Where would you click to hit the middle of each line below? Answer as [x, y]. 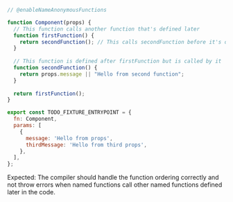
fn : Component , [35, 119]
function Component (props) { [49, 22]
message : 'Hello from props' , [69, 138]
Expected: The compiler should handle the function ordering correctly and [113, 178]
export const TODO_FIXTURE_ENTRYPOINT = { [69, 112]
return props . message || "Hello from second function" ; [102, 74]
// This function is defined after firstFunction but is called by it [118, 61]
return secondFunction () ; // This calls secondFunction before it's [121, 42]
